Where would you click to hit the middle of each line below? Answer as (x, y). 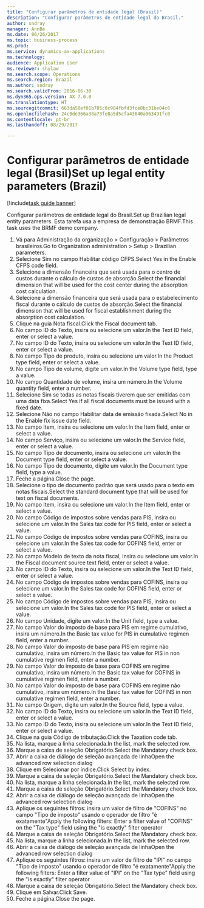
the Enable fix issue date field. (53, 421)
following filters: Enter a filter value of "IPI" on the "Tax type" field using (105, 873)
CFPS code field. (37, 266)
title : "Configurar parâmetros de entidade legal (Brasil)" (85, 12)
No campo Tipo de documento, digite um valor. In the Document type (101, 466)
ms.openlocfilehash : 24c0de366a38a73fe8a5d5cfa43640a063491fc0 (89, 114)
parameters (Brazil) (57, 186)
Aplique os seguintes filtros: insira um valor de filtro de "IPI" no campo (104, 860)
